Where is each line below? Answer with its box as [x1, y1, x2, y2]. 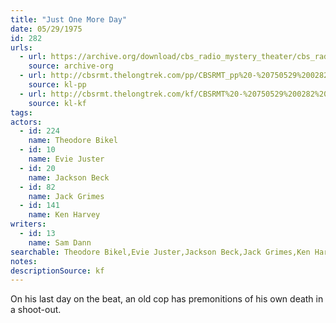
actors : [10, 117, 43, 127]
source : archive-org [28, 61, 114, 71]
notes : [10, 256, 38, 266]
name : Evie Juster [28, 154, 105, 164]
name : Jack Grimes [28, 191, 105, 201]
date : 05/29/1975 [10, 24, 83, 34]
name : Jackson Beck [28, 172, 110, 183]
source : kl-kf [28, 98, 87, 108]
